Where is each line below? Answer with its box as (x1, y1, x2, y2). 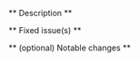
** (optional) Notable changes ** (8, 42, 131, 53)
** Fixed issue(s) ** (8, 25, 82, 35)
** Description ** (8, 8, 73, 18)
